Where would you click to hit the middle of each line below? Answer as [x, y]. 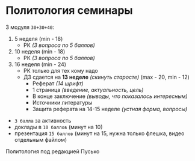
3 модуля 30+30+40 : [30, 27]
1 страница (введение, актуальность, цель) [88, 90]
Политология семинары [69, 11]
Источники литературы [62, 102]
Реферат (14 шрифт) [58, 83]
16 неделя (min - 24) [40, 64]
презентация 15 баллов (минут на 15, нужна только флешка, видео [99, 133]
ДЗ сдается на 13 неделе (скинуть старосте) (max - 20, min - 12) [107, 77]
